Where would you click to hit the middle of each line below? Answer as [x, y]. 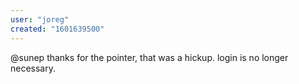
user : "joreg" [40, 19]
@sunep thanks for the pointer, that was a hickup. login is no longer [149, 57]
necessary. [33, 68]
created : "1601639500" [57, 29]
